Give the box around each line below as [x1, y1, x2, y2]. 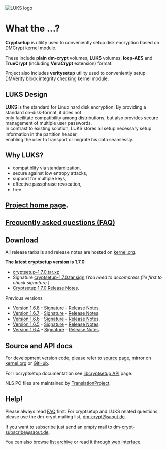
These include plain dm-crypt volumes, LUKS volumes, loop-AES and [5, 55, 153, 61]
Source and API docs [5, 341, 73, 350]
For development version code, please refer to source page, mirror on [5, 355, 151, 361]
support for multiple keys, [12, 175, 67, 181]
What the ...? [5, 23, 60, 34]
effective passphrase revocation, [12, 181, 82, 187]
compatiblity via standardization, [12, 165, 81, 171]
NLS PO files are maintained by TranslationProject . [5, 380, 111, 386]
